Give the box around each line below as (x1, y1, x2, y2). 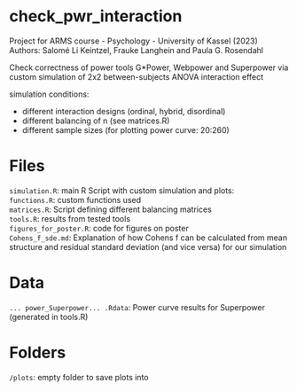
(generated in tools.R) (9, 311, 89, 322)
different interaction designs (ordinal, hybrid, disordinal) (21, 106, 226, 116)
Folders (9, 343, 66, 363)
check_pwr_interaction (9, 6, 183, 27)
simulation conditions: (9, 89, 90, 99)
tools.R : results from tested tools (9, 213, 131, 223)
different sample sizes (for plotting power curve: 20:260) (21, 124, 231, 135)
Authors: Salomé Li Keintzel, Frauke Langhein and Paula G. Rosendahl (9, 44, 264, 55)
